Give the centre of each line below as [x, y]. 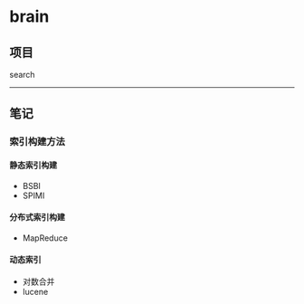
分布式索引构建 [37, 217]
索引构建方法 [38, 142]
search [22, 75]
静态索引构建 [33, 165]
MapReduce [45, 238]
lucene [35, 291]
